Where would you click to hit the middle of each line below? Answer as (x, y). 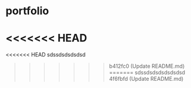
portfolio (27, 11)
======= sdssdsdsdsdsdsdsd (147, 73)
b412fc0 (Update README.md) (147, 66)
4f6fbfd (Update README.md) (146, 79)
